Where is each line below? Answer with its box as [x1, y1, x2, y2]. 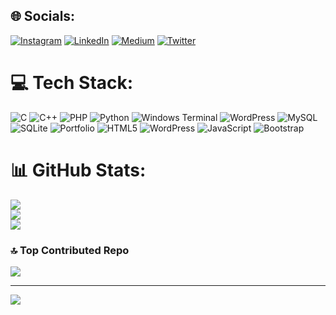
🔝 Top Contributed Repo [10, 243, 130, 257]
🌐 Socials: [10, 8, 76, 25]
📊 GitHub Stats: [10, 159, 147, 181]
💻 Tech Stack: [10, 72, 134, 94]
